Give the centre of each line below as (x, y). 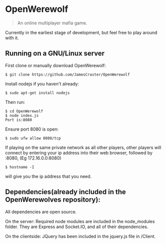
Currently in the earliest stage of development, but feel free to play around (81, 32)
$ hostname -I (20, 167)
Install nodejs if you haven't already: (42, 83)
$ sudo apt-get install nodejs (38, 93)
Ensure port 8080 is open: (32, 129)
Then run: (15, 102)
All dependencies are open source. (41, 212)
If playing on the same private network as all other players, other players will (83, 147)
